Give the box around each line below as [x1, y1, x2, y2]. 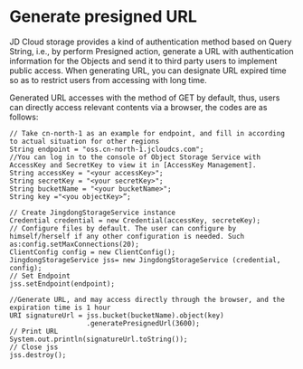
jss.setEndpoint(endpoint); [9, 279, 116, 289]
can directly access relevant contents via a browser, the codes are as [9, 101, 268, 112]
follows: [9, 111, 39, 122]
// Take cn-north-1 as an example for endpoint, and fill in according [9, 128, 285, 137]
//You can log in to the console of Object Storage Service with [9, 152, 260, 162]
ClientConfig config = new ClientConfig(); [9, 247, 176, 257]
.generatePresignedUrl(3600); [86, 318, 201, 327]
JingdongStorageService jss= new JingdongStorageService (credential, [9, 255, 281, 264]
